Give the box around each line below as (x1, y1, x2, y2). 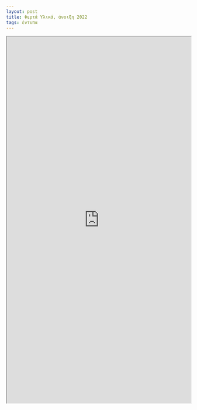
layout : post (6, 8, 38, 15)
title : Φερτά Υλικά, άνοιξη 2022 (6, 14, 88, 20)
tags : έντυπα (6, 19, 38, 25)
